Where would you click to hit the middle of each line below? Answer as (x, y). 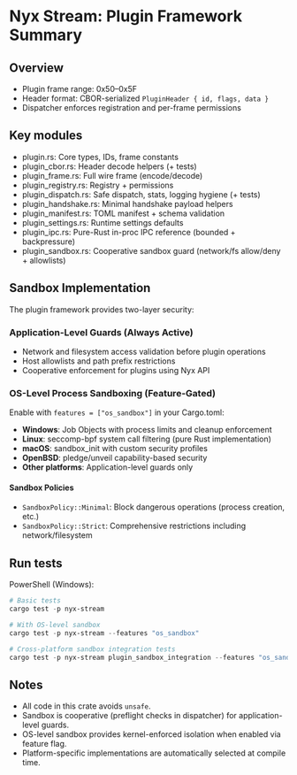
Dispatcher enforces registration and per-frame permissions (131, 107)
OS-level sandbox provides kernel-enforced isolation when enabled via (151, 734)
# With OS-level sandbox (55, 625)
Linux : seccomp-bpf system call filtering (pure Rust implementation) (147, 439)
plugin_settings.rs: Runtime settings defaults (103, 222)
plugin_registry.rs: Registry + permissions (98, 185)
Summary (46, 35)
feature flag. (44, 744)
